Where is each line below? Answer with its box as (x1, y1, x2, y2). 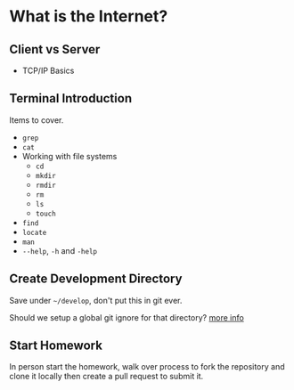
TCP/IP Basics (21, 65, 75, 76)
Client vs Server (9, 42, 101, 57)
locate (21, 228, 47, 237)
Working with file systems (21, 150, 118, 161)
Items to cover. (9, 114, 64, 126)
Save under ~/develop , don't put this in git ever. (9, 295, 183, 305)
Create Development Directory (9, 272, 183, 287)
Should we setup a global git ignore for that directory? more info (9, 312, 245, 322)
